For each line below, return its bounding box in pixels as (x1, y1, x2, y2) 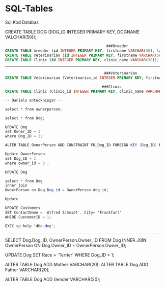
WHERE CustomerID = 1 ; (5, 215, 52, 219)
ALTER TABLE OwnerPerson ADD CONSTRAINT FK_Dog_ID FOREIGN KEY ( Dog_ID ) (5, 143, 157, 148)
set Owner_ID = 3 (5, 129, 41, 134)
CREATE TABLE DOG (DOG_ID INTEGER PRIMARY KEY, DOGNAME (5, 29, 140, 35)
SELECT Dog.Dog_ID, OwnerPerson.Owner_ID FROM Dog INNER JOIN (5, 237, 147, 243)
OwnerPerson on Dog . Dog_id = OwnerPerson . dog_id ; (5, 188, 109, 193)
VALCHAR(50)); (5, 34, 37, 40)
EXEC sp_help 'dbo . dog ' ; (5, 223, 56, 228)
